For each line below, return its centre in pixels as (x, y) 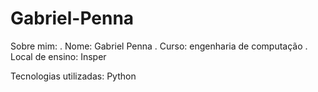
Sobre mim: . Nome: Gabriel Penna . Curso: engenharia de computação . (159, 46)
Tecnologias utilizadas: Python (73, 76)
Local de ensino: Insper (58, 56)
